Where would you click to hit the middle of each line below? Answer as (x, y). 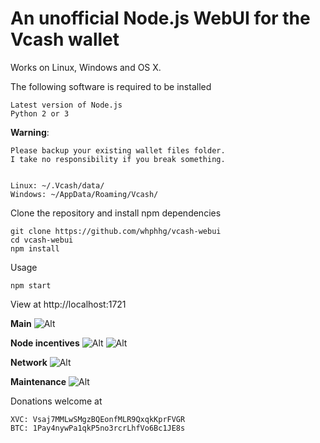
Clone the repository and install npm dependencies (116, 213)
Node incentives (45, 343)
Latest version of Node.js (66, 105)
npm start (31, 285)
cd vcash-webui (42, 240)
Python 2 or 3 (40, 113)
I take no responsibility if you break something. (118, 159)
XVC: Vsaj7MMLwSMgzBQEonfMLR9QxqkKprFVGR (98, 419)
